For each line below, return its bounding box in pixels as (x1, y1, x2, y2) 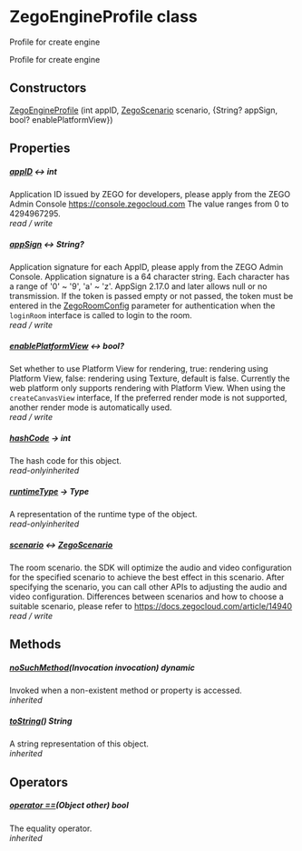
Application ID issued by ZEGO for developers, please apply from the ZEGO (9, 189, 291, 200)
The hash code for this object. (9, 456, 122, 466)
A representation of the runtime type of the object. (9, 508, 198, 519)
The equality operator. (9, 823, 93, 834)
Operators (9, 775, 69, 790)
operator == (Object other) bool (9, 800, 129, 811)
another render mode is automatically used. (9, 402, 172, 413)
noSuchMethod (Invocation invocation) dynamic (9, 662, 195, 673)
